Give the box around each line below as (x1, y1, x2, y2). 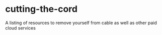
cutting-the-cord (5, 3, 78, 15)
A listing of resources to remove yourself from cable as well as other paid (5, 20, 157, 26)
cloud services (5, 25, 36, 31)
